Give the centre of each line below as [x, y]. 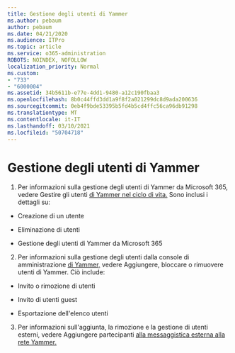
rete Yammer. [37, 342]
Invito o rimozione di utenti [56, 286]
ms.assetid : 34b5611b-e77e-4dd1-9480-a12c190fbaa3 [84, 93]
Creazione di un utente [51, 216]
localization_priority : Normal [53, 67]
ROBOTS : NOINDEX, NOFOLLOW [47, 60]
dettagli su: [34, 202]
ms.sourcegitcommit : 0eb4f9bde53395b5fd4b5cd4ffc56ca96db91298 [103, 106]
